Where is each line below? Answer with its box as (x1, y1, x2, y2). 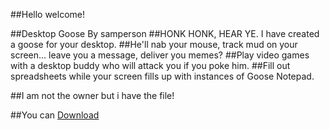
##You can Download (10, 109, 100, 121)
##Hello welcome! (10, 9, 86, 20)
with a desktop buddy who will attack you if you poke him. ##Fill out (10, 60, 291, 71)
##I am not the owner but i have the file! (10, 90, 175, 101)
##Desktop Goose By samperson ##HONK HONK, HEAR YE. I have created (10, 28, 320, 39)
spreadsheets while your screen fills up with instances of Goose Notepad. (10, 70, 315, 82)
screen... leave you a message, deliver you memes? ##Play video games (10, 49, 310, 61)
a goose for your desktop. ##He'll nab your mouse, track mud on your (10, 39, 298, 50)
